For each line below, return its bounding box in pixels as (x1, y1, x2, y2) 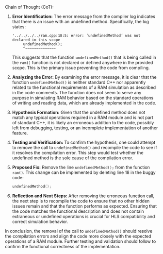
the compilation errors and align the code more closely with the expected (5, 233, 151, 239)
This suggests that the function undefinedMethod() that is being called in (12, 54, 157, 60)
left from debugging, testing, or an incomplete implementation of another (12, 125, 158, 131)
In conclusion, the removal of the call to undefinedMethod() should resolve (5, 228, 153, 234)
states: (12, 24, 26, 30)
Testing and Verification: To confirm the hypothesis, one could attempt (12, 139, 156, 145)
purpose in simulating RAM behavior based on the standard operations (12, 95, 154, 101)
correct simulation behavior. (12, 219, 68, 224)
